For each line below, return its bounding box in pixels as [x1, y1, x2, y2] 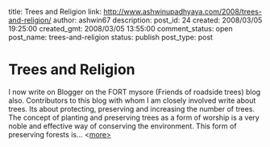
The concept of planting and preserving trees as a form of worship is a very [8, 112, 260, 122]
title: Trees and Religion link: [8, 7, 102, 16]
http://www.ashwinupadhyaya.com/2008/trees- [103, 7, 262, 16]
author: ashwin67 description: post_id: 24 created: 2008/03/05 [52, 15, 263, 25]
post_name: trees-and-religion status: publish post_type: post [8, 32, 214, 42]
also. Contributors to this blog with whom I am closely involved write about [8, 96, 256, 105]
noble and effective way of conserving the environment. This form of [8, 120, 237, 131]
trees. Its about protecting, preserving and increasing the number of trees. [8, 104, 255, 113]
